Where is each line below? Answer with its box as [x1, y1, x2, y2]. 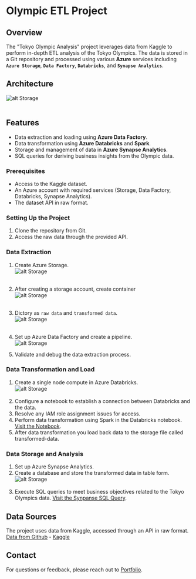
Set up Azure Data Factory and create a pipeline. [14, 333, 133, 340]
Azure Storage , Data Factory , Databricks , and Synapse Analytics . [6, 62, 164, 69]
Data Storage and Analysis [6, 450, 84, 458]
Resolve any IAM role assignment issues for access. [14, 410, 141, 417]
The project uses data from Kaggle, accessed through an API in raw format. [6, 527, 189, 534]
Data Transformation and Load [6, 365, 95, 374]
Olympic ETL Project [6, 4, 107, 18]
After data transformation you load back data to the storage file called [14, 428, 184, 436]
